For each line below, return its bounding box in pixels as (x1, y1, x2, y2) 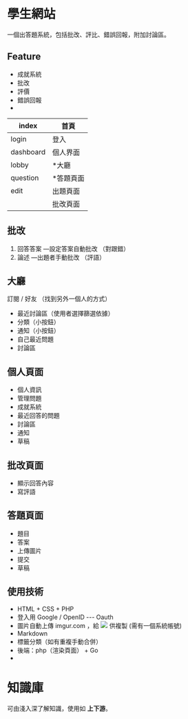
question (10, 173, 39, 183)
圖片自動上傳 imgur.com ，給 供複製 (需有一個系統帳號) (17, 621, 182, 629)
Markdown (17, 629, 48, 638)
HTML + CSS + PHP (17, 605, 74, 613)
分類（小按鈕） (17, 318, 60, 326)
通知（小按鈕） (17, 327, 60, 335)
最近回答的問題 (17, 412, 60, 420)
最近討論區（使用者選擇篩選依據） (17, 310, 114, 318)
